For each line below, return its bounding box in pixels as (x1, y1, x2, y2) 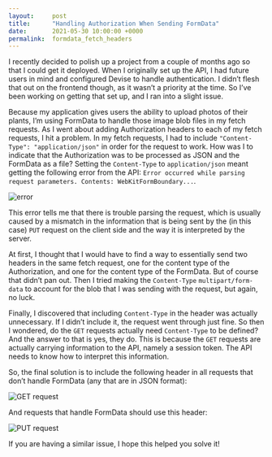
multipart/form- (198, 277, 253, 285)
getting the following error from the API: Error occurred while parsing (8, 168, 245, 177)
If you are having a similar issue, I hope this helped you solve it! (8, 439, 221, 449)
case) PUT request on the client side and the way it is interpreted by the (8, 225, 245, 235)
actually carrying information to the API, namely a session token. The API (8, 343, 253, 353)
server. (8, 233, 32, 244)
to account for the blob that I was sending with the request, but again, (24, 284, 258, 294)
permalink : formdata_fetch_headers (8, 34, 132, 43)
